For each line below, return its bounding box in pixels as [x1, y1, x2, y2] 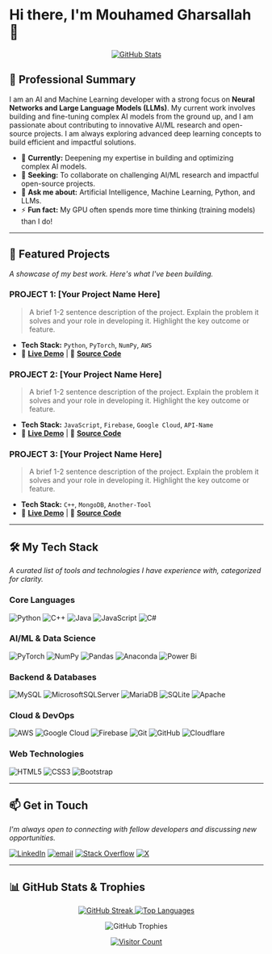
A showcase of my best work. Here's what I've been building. [9, 269, 214, 278]
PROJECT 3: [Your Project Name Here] [9, 449, 162, 460]
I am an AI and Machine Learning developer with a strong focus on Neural [9, 94, 255, 104]
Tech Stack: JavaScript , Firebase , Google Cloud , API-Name [20, 420, 214, 429]
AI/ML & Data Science [9, 633, 96, 644]
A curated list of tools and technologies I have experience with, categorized [9, 566, 262, 575]
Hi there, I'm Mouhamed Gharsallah [9, 6, 252, 24]
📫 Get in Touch [9, 799, 89, 813]
